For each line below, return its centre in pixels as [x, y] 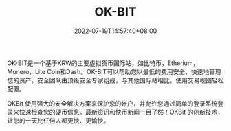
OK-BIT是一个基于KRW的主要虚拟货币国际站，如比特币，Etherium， [103, 63]
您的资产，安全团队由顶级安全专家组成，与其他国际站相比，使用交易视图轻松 [115, 80]
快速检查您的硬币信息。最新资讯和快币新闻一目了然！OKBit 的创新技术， [121, 112]
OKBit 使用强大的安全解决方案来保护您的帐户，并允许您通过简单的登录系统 [112, 103]
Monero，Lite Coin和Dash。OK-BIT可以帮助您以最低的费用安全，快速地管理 [114, 71]
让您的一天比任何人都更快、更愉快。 [58, 120]
